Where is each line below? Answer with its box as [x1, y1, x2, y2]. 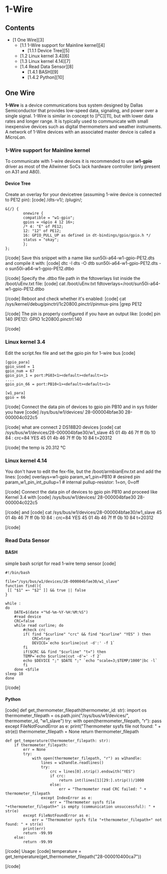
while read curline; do [14, 623, 64, 628]
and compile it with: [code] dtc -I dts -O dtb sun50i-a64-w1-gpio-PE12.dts [5, 260, 158, 266]
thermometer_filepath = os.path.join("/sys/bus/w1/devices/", [5, 713, 129, 719]
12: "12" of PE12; [23, 229, 61, 234]
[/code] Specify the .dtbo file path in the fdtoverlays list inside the [5, 275, 140, 281]
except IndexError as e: [40, 796, 93, 801]
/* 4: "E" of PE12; [23, 224, 64, 229]
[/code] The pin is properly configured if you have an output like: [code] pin [5, 311, 161, 317]
